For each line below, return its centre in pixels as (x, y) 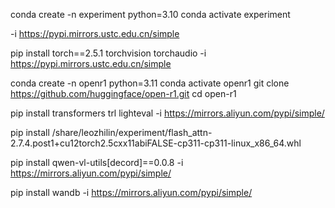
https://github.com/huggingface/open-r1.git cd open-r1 (123, 93)
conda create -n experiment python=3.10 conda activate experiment (150, 14)
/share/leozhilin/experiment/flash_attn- (132, 132)
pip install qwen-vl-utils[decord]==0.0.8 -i (97, 162)
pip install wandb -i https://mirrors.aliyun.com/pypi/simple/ (131, 192)
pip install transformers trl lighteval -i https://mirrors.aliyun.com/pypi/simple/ (167, 113)
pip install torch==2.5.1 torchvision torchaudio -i (108, 53)
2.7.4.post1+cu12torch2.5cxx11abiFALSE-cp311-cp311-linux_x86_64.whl (156, 143)
